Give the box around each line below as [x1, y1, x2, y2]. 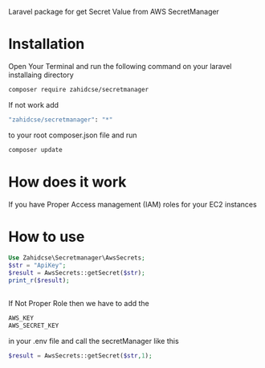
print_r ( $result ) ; [8, 276, 70, 284]
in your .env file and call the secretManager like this [8, 336, 179, 346]
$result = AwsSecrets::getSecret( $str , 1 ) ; [8, 351, 153, 360]
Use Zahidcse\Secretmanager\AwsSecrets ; [8, 254, 146, 262]
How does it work [8, 173, 127, 191]
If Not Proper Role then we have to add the [8, 298, 150, 308]
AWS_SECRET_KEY [8, 321, 59, 329]
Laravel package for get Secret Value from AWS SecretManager [8, 7, 219, 16]
